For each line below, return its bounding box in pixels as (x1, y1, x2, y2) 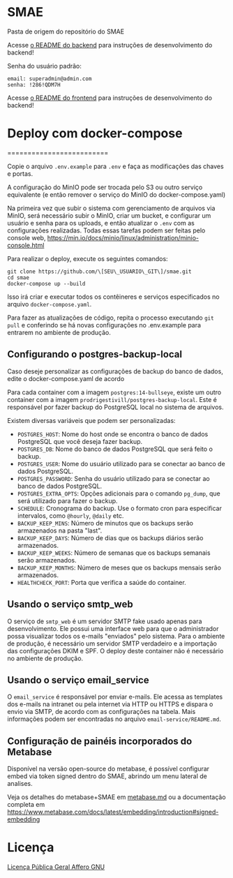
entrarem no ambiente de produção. (7, 328, 112, 336)
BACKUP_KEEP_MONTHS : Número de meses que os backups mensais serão (17, 563, 222, 572)
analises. (7, 780, 33, 788)
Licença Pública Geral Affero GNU (7, 863, 105, 871)
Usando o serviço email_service (7, 674, 149, 686)
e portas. (7, 169, 33, 178)
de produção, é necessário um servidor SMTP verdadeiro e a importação (7, 639, 218, 648)
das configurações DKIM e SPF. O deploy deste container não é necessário (7, 646, 224, 655)
